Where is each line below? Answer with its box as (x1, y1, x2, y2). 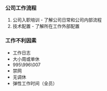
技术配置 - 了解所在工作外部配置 (12, 23, 80, 29)
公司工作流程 (5, 4, 37, 11)
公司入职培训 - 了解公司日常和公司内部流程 (12, 17, 102, 23)
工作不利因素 (5, 37, 37, 44)
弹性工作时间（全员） (12, 80, 57, 86)
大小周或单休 (12, 56, 40, 62)
